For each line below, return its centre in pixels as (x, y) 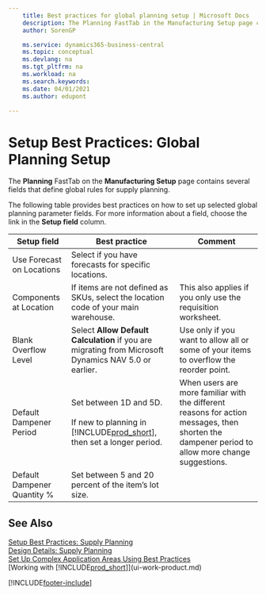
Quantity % (33, 495)
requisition (199, 308)
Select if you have (104, 255)
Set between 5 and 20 (112, 475)
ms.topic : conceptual (58, 52)
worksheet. (200, 317)
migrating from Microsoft (117, 350)
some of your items (215, 350)
